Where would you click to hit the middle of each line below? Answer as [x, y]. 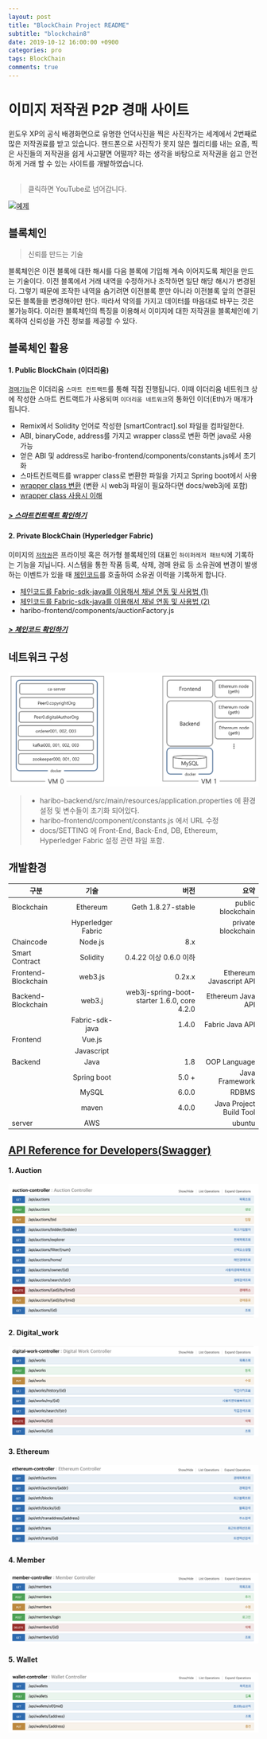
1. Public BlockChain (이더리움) [59, 369]
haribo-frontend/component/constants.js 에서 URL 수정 [129, 821]
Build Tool [239, 1112]
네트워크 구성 [39, 657]
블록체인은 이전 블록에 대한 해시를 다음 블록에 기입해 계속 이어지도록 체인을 [124, 271]
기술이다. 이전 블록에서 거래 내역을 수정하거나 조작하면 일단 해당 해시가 [126, 281]
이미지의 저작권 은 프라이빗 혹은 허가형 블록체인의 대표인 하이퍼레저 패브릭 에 [120, 554]
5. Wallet [23, 1659]
